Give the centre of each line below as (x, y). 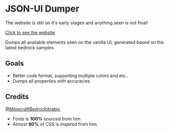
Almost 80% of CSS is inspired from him (54, 124)
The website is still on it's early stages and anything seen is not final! (77, 23)
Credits (17, 97)
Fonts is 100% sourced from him (46, 118)
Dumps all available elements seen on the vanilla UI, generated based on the (84, 42)
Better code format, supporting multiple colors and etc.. (70, 76)
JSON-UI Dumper (42, 9)
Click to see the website (30, 32)
